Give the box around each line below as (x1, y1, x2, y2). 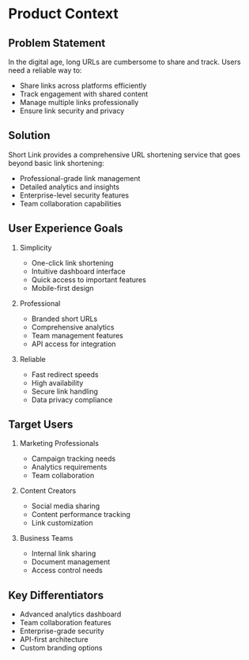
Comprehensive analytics (31, 322, 115, 332)
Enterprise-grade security (19, 626, 104, 636)
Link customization (31, 519, 93, 528)
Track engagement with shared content (19, 89, 149, 99)
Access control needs (31, 566, 103, 575)
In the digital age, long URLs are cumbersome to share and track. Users (8, 57, 241, 66)
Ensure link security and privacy (19, 106, 125, 115)
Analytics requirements (31, 462, 108, 472)
